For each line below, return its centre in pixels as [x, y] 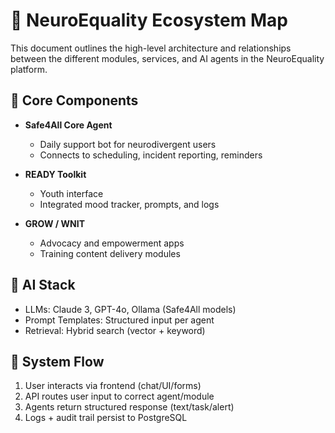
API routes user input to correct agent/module [119, 396]
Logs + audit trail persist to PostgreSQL [106, 418]
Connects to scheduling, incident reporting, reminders [151, 155]
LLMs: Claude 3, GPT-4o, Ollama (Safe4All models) [130, 309]
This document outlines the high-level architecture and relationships [151, 48]
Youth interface [71, 193]
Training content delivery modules [110, 253]
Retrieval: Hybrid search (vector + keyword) [115, 330]
